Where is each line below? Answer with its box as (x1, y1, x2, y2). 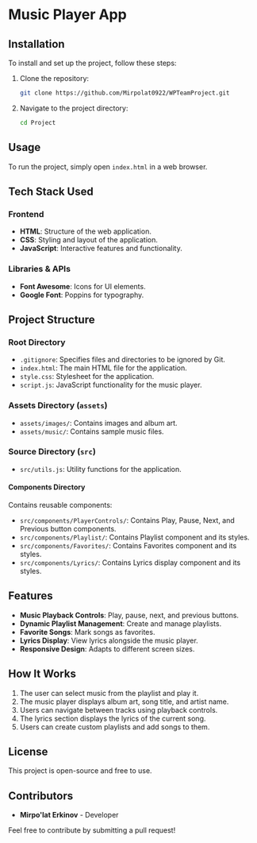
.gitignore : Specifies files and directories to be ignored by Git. (19, 355, 226, 365)
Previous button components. (19, 524, 117, 534)
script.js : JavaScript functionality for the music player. (19, 380, 202, 390)
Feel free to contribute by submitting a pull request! (8, 826, 176, 835)
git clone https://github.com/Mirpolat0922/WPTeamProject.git (19, 89, 230, 97)
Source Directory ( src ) (8, 447, 97, 458)
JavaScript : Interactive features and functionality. (19, 244, 182, 253)
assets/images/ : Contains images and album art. (19, 418, 178, 427)
